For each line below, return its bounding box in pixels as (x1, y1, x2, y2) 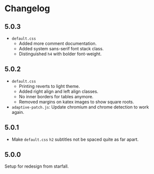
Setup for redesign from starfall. (4, 163, 69, 169)
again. (11, 109, 24, 115)
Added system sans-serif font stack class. (19, 46, 104, 51)
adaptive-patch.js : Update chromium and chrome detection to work (11, 104, 149, 110)
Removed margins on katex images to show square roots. (19, 99, 135, 105)
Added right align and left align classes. (19, 88, 98, 94)
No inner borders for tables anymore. (19, 93, 94, 99)
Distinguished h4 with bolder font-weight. (19, 51, 102, 57)
